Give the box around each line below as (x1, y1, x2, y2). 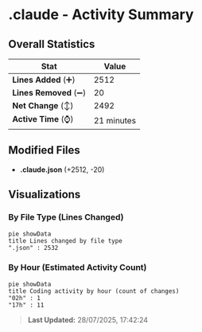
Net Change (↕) (12, 100, 74, 111)
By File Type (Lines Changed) (8, 212, 124, 223)
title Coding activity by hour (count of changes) (8, 287, 180, 295)
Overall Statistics (8, 37, 95, 51)
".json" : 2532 (8, 244, 59, 252)
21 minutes (93, 115, 137, 126)
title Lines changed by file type (8, 236, 123, 244)
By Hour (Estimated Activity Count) (8, 262, 147, 273)
